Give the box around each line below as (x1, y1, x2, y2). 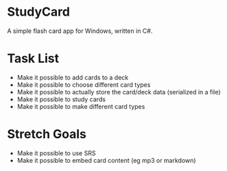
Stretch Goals (7, 127, 87, 142)
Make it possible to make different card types (16, 102, 145, 110)
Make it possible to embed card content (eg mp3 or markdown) (16, 156, 197, 164)
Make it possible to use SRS (16, 148, 96, 157)
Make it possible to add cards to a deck (16, 73, 129, 81)
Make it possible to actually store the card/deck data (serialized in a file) (16, 88, 221, 96)
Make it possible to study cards (16, 95, 106, 103)
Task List (7, 51, 60, 66)
